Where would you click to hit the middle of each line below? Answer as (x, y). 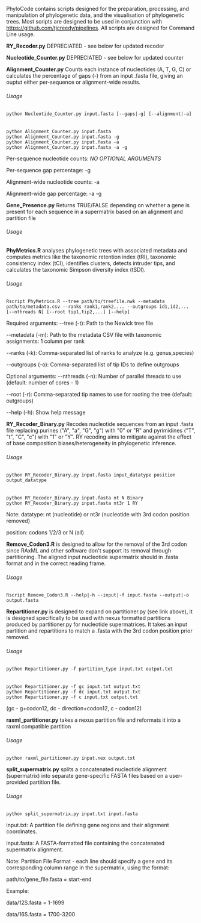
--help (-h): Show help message (46, 413)
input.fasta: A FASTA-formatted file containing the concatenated (85, 843)
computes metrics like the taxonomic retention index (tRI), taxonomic (91, 257)
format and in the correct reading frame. (56, 563)
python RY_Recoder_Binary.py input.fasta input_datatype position (91, 475)
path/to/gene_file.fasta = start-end (49, 880)
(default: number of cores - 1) (43, 383)
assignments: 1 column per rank (46, 341)
